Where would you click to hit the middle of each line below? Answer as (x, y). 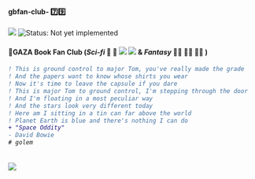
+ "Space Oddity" (37, 128)
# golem (21, 143)
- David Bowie (31, 135)
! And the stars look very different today (81, 106)
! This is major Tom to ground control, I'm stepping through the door (128, 91)
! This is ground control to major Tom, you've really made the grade (126, 69)
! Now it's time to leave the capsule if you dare (93, 84)
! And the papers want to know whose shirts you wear (98, 76)
